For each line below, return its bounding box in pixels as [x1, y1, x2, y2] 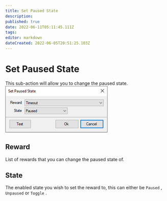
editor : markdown [5, 35, 42, 40]
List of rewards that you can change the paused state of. [5, 156, 124, 162]
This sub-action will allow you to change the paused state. [5, 80, 128, 86]
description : [5, 13, 33, 19]
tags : [5, 30, 17, 35]
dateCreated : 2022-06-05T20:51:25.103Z [5, 41, 90, 46]
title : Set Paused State [5, 8, 58, 13]
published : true [5, 19, 40, 24]
